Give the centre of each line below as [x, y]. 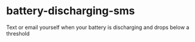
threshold [18, 33]
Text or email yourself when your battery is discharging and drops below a [98, 27]
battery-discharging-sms [71, 11]
